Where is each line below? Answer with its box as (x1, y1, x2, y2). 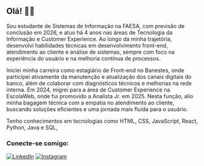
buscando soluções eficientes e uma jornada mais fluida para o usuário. (6, 105, 188, 113)
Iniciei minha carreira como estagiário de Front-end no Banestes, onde (6, 67, 185, 74)
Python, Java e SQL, (6, 123, 58, 131)
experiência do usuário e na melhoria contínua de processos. (6, 54, 161, 62)
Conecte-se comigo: (6, 139, 69, 147)
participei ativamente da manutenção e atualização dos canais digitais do (6, 73, 192, 80)
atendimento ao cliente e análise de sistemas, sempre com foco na (6, 48, 175, 56)
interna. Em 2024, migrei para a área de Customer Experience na (6, 86, 170, 93)
